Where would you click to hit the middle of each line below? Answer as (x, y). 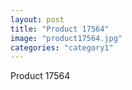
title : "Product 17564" (60, 29)
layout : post (37, 19)
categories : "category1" (62, 47)
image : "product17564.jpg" (66, 38)
